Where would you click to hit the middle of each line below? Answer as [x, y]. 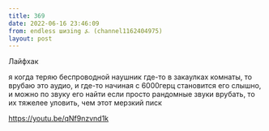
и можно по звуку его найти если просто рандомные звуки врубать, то [132, 95]
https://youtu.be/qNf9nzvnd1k [59, 119]
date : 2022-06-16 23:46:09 [54, 23]
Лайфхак [23, 61]
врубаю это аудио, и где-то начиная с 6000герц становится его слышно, [135, 86]
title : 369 [27, 16]
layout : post [30, 38]
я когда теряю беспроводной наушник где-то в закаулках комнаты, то [130, 77]
